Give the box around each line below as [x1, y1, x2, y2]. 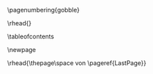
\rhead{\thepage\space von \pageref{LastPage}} [7, 59, 147, 67]
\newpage [7, 46, 37, 53]
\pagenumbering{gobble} [7, 6, 80, 14]
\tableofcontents [7, 32, 54, 40]
